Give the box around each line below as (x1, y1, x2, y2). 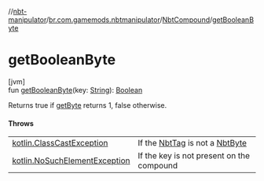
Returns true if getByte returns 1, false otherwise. (8, 100, 167, 109)
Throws (8, 118, 34, 128)
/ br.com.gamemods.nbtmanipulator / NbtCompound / (46, 15, 213, 24)
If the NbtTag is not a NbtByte (137, 138, 247, 149)
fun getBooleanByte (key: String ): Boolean (8, 85, 143, 94)
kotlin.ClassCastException (12, 138, 108, 149)
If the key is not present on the (137, 150, 250, 161)
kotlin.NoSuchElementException (12, 155, 130, 166)
